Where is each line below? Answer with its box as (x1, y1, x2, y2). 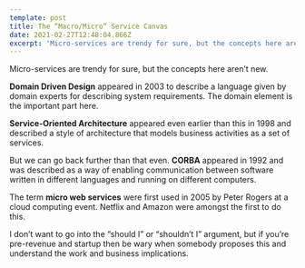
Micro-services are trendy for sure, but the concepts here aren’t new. (9, 64, 269, 74)
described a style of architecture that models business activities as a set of (9, 128, 290, 139)
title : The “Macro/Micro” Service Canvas (9, 22, 169, 31)
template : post (9, 13, 67, 23)
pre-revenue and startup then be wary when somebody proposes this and (9, 238, 287, 250)
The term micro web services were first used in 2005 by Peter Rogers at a (9, 192, 289, 203)
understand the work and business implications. (9, 248, 189, 259)
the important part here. (9, 101, 99, 112)
